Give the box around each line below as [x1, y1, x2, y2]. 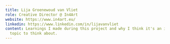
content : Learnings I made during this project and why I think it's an [5, 26, 162, 31]
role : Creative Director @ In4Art [5, 12, 78, 17]
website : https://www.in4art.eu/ [5, 17, 76, 22]
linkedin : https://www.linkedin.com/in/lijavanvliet [5, 21, 119, 27]
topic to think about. [10, 31, 58, 36]
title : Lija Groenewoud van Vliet [5, 7, 78, 13]
